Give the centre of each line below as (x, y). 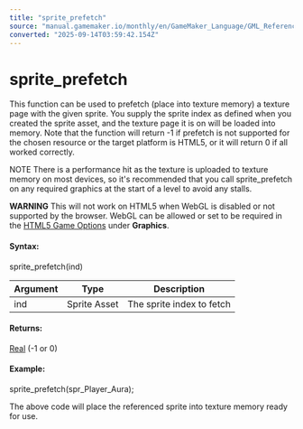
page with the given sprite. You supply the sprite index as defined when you (150, 114)
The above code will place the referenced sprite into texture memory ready (149, 406)
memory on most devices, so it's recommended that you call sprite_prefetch (151, 179)
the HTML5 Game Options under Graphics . (89, 226)
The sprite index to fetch (179, 303)
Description (179, 288)
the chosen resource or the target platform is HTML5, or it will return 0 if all (149, 143)
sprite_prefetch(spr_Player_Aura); (72, 388)
